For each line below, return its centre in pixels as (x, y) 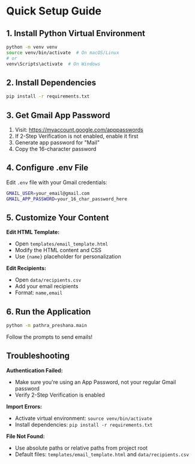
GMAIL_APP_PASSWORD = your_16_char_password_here (67, 199)
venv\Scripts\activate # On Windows (53, 64)
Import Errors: (24, 406)
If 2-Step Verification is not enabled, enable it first (76, 136)
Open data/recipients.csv (48, 280)
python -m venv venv (32, 47)
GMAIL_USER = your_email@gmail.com (48, 193)
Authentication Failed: (34, 370)
